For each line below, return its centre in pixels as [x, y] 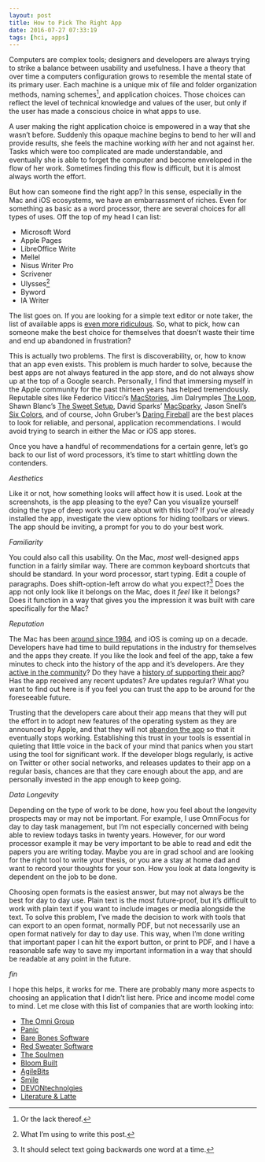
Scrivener [36, 274]
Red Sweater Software [57, 1046]
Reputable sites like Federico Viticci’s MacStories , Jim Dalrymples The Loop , [132, 397]
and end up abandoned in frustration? [70, 340]
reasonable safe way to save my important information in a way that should [131, 951]
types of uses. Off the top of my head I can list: [85, 216]
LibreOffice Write [48, 248]
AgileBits [35, 1072]
